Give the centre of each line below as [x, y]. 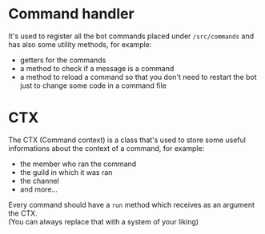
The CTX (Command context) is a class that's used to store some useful [127, 140]
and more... [39, 189]
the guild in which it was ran [66, 172]
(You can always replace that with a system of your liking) [103, 221]
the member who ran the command [78, 164]
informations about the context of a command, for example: [106, 148]
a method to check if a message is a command [97, 68]
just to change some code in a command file [93, 85]
